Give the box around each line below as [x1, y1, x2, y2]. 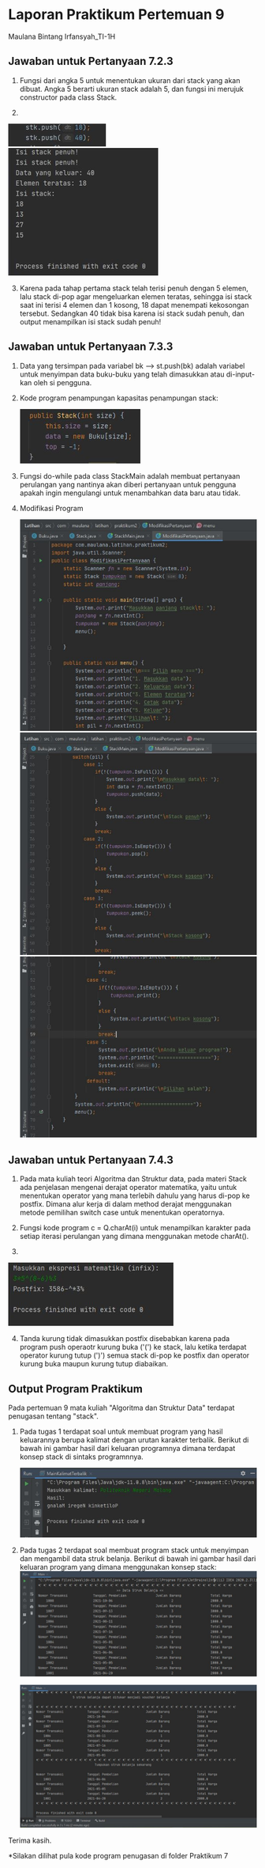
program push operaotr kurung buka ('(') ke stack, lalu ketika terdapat [19, 1343, 247, 1352]
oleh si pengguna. [33, 377, 92, 387]
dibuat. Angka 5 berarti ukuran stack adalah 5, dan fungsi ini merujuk [19, 84, 244, 93]
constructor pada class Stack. [19, 93, 118, 102]
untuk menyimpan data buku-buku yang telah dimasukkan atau [19, 369, 225, 379]
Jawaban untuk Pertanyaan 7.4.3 [8, 1153, 174, 1166]
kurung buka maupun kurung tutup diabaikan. [19, 1359, 169, 1369]
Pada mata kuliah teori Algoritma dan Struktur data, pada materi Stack [19, 1174, 247, 1184]
